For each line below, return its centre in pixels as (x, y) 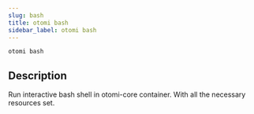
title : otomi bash (38, 23)
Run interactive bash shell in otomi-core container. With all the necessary (127, 94)
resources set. (32, 103)
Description (37, 75)
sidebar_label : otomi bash (52, 30)
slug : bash (26, 15)
